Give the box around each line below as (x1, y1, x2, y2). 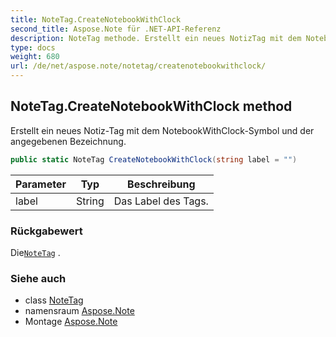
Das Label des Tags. (113, 194, 209, 208)
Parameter (15, 177, 67, 191)
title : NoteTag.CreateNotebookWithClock (10, 14, 182, 25)
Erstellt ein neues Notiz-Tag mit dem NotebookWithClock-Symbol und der (10, 124, 315, 136)
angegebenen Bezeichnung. (10, 135, 127, 147)
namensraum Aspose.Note (24, 305, 135, 317)
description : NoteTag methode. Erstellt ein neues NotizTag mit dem (10, 33, 302, 43)
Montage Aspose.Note (24, 316, 118, 328)
